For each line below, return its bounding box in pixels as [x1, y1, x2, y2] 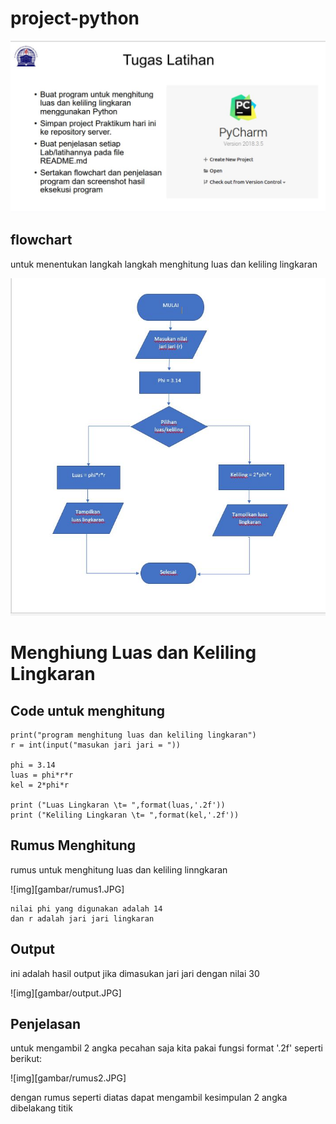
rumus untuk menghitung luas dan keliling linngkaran [10, 863, 228, 876]
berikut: [10, 1053, 43, 1065]
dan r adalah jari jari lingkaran [10, 913, 155, 924]
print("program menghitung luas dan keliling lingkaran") [10, 730, 257, 740]
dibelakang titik [10, 1102, 73, 1114]
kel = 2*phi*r [10, 780, 70, 790]
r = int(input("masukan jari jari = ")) [10, 740, 182, 750]
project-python [10, 7, 140, 30]
